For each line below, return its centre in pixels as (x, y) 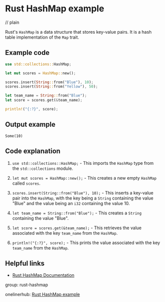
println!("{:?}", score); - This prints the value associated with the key (86, 243)
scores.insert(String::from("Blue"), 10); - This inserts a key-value (83, 193)
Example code (27, 53)
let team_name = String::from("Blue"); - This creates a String (77, 213)
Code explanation (33, 151)
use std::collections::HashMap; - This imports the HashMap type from (83, 163)
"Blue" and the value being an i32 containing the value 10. (71, 203)
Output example (30, 125)
